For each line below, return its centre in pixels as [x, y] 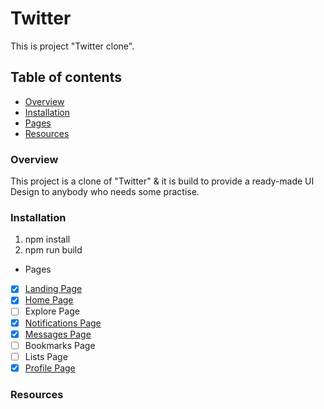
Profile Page [50, 368]
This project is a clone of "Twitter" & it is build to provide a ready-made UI [162, 181]
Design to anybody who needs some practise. [105, 192]
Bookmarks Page [60, 345]
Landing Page [53, 289]
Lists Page [46, 356]
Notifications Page [63, 323]
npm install [47, 239]
